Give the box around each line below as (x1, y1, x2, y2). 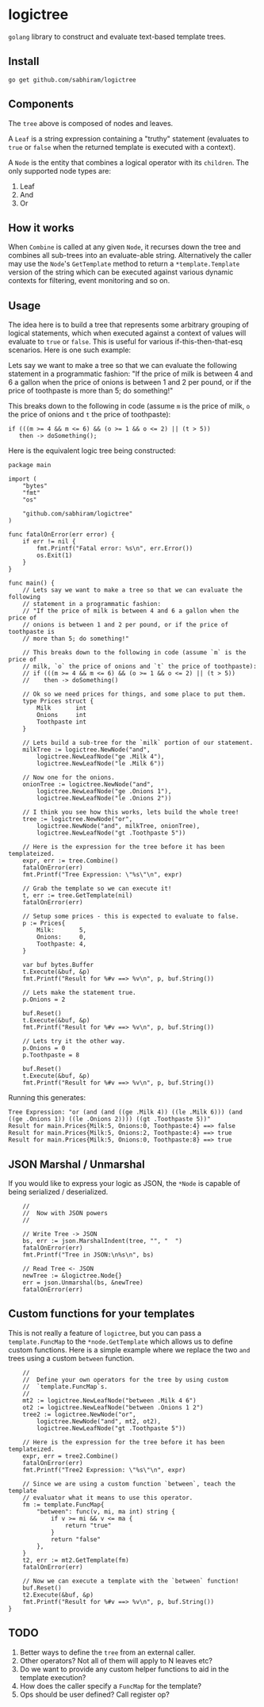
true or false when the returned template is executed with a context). (8, 142, 236, 152)
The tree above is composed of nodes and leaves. (8, 118, 174, 128)
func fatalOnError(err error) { (8, 531, 115, 539)
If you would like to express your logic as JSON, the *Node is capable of (8, 1179, 241, 1187)
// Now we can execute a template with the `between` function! (22, 1577, 239, 1585)
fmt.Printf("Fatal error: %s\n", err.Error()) (36, 545, 193, 553)
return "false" (50, 1535, 101, 1544)
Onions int (36, 712, 87, 719)
